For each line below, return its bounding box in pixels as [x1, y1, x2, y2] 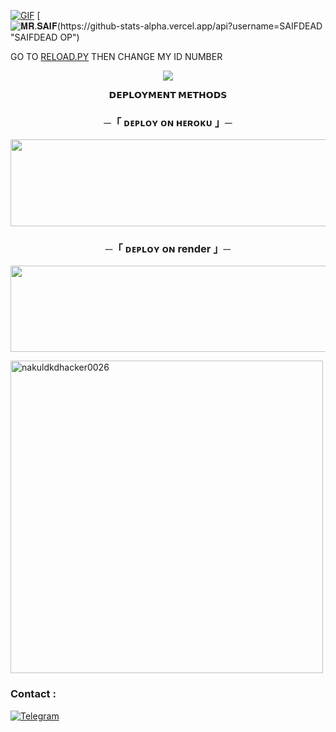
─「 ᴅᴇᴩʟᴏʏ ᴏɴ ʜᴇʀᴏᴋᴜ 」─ [103, 115, 233, 129]
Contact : [10, 687, 57, 701]
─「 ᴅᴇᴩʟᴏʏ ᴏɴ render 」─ [104, 241, 232, 255]
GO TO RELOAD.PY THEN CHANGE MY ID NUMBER [10, 51, 223, 62]
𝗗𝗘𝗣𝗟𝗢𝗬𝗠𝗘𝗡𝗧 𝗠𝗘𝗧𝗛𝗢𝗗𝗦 [108, 89, 228, 100]
